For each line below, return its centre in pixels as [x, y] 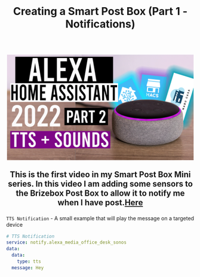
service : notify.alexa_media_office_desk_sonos [67, 243]
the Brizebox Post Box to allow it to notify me [100, 193]
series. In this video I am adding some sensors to [100, 184]
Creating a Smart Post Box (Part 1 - [100, 12]
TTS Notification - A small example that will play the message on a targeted [100, 218]
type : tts [29, 261]
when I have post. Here [100, 203]
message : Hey [28, 267]
